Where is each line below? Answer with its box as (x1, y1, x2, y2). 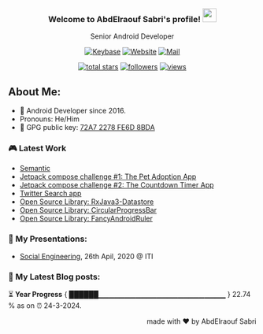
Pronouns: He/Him (19, 114, 80, 124)
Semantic (19, 164, 51, 173)
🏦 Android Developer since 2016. (19, 106, 126, 116)
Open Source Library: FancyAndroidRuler (19, 213, 154, 224)
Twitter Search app (19, 189, 82, 199)
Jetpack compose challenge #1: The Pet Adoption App (19, 172, 197, 181)
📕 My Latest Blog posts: (8, 271, 101, 282)
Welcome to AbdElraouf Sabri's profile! (48, 13, 201, 24)
